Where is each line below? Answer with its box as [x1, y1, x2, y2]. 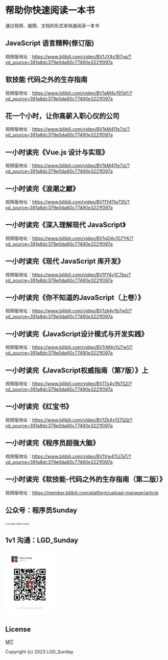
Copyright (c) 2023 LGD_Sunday [5, 648, 74, 654]
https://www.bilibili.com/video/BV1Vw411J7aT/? [32, 453, 132, 459]
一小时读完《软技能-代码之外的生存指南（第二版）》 [5, 475, 166, 484]
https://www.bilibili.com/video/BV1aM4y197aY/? [32, 90, 133, 96]
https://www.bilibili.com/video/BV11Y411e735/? [32, 199, 130, 205]
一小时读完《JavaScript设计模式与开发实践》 [5, 329, 148, 338]
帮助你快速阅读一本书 [5, 5, 95, 16]
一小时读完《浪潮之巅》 [5, 184, 79, 193]
